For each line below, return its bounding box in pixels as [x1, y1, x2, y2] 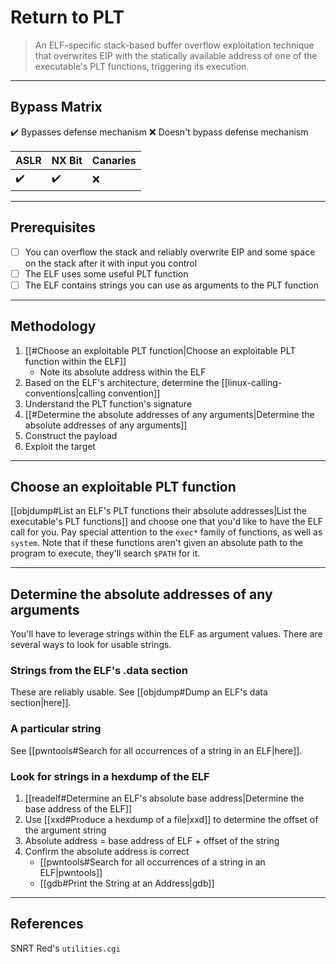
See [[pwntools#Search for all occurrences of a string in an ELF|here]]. [10, 744, 303, 756]
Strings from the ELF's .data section [10, 664, 189, 678]
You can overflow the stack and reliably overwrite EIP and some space [24, 246, 316, 258]
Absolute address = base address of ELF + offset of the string [24, 835, 280, 847]
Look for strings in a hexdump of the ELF [10, 769, 210, 783]
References [10, 916, 84, 933]
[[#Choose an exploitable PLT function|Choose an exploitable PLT [24, 344, 297, 356]
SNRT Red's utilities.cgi [10, 942, 121, 954]
